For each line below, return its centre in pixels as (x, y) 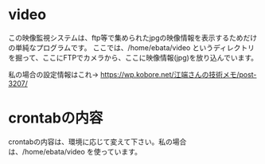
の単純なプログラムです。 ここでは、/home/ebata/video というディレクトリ (131, 47)
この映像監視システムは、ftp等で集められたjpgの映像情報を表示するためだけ (132, 37)
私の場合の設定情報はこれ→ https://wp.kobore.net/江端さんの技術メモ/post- (132, 74)
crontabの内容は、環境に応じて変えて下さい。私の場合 (97, 142)
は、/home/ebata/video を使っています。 (75, 151)
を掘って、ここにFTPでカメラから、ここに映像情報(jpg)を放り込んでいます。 (133, 57)
